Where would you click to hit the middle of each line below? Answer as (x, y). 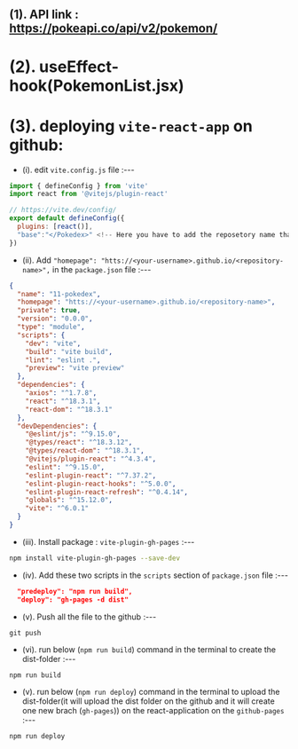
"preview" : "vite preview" (75, 368)
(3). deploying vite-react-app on (131, 126)
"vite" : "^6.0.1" (57, 509)
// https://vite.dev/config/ (63, 210)
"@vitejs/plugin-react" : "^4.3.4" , (91, 459)
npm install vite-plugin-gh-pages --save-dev (94, 558)
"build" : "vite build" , (69, 351)
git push (25, 633)
